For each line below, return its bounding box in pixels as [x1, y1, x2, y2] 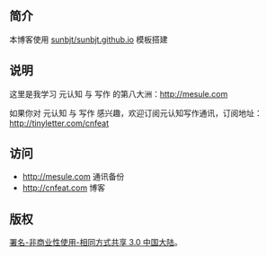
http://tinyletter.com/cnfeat [9, 118, 110, 128]
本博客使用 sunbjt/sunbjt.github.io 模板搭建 [9, 34, 168, 45]
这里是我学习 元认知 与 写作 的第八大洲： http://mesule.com [9, 88, 228, 99]
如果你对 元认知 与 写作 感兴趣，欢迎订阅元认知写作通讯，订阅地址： [9, 107, 263, 119]
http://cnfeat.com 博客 [22, 182, 106, 193]
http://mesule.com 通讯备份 [22, 172, 125, 182]
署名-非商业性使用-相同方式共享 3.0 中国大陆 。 [9, 237, 182, 248]
